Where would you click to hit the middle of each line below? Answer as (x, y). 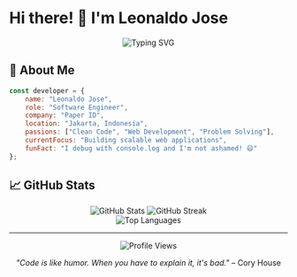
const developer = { (47, 91)
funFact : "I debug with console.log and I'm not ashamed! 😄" (141, 148)
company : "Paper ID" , (65, 115)
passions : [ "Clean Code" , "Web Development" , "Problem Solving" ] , (150, 132)
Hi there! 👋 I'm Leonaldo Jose (118, 18)
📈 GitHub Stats (52, 185)
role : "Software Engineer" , (76, 107)
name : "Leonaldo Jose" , (69, 99)
